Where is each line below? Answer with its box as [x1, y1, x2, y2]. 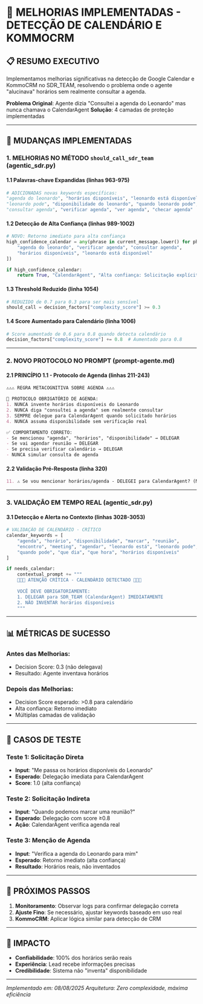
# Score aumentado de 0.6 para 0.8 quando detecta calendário [6, 331, 166, 337]
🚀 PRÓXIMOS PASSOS [6, 886, 91, 896]
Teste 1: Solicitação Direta [6, 753, 84, 761]
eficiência [6, 991, 31, 998]
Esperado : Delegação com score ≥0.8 [14, 815, 111, 822]
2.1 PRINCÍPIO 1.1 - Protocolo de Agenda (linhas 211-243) [6, 372, 150, 379]
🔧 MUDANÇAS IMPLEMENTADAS [6, 136, 132, 146]
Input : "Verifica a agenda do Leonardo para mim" [14, 850, 138, 857]
